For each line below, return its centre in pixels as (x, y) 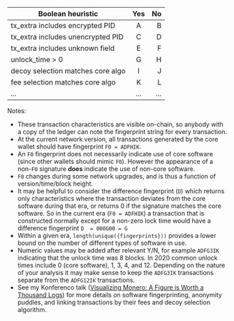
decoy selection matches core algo (68, 71)
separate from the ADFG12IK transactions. (76, 280)
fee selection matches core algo (64, 82)
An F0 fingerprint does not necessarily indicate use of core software (115, 154)
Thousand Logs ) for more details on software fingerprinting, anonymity (119, 295)
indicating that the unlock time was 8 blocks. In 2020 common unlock (117, 258)
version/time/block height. (55, 184)
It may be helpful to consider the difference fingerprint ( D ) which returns (121, 191)
